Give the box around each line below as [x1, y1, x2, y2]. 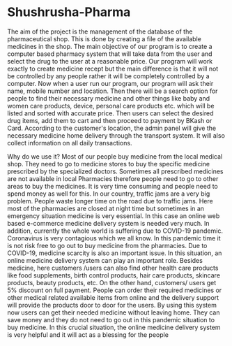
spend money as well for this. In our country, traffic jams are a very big [7, 189, 210, 198]
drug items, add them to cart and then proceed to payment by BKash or [7, 116, 212, 124]
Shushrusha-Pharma [7, 4, 131, 20]
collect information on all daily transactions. [7, 138, 132, 147]
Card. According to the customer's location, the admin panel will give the [7, 124, 217, 132]
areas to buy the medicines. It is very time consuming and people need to [7, 182, 218, 190]
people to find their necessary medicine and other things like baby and [7, 94, 210, 102]
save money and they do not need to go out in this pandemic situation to [7, 315, 215, 324]
